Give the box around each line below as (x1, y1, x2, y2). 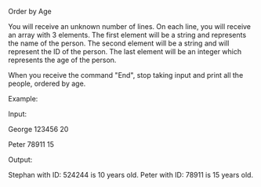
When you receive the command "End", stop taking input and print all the (8, 71, 244, 79)
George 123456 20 (8, 125, 69, 134)
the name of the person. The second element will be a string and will (8, 38, 230, 48)
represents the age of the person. (8, 55, 117, 64)
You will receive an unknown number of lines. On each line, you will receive (8, 22, 252, 31)
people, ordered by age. (8, 79, 86, 88)
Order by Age (8, 7, 53, 16)
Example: (8, 94, 38, 103)
